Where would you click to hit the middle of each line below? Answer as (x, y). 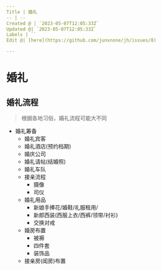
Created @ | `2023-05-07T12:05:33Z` (53, 23)
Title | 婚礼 (22, 12)
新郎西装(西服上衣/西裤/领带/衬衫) (76, 215)
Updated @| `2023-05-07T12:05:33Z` (51, 29)
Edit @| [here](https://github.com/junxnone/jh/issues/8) (81, 40)
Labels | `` (21, 35)
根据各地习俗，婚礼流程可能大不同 (64, 118)
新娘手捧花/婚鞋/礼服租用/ (66, 207)
